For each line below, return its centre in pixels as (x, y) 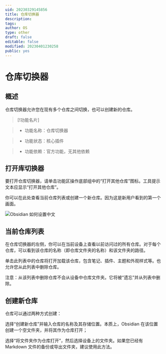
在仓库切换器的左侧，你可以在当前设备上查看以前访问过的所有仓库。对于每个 (83, 244)
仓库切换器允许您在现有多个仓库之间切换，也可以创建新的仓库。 (70, 109)
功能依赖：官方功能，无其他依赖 (57, 151)
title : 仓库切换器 (22, 14)
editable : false (22, 42)
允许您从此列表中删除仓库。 (33, 267)
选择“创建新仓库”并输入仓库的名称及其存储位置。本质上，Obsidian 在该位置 (82, 324)
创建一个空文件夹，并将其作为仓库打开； (46, 330)
